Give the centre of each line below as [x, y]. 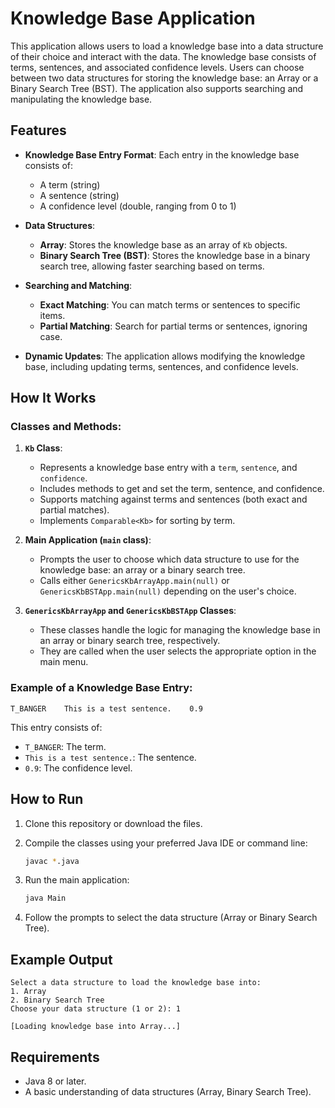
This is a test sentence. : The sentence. [110, 757]
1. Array [28, 992]
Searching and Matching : [78, 285]
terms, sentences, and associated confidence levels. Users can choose [157, 67]
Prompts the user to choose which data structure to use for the [169, 559]
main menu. [64, 662]
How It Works [53, 398]
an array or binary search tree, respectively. [130, 641]
